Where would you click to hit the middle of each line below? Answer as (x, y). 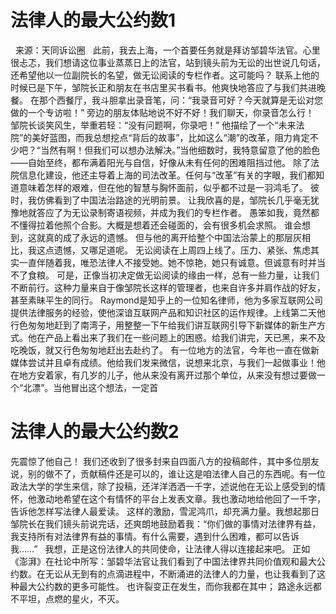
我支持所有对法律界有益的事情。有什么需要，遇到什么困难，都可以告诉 (155, 536)
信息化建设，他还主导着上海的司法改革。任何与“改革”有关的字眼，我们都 (167, 175)
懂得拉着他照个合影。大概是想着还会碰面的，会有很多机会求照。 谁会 (160, 225)
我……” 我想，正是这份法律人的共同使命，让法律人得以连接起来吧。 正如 (160, 548)
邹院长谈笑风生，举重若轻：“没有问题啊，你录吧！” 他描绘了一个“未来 (153, 125)
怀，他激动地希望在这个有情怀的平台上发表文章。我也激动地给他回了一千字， (168, 498)
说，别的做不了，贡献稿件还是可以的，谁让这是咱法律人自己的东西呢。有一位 (168, 473)
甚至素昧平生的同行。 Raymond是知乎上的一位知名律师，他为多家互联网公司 (166, 300)
